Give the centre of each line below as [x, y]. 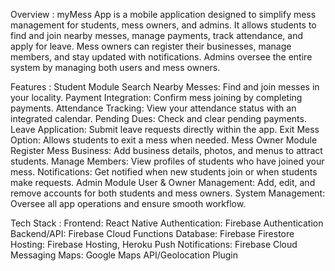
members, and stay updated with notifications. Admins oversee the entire [161, 57]
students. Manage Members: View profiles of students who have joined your [167, 161]
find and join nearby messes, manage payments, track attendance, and [157, 35]
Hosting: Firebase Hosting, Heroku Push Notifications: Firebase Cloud [154, 244]
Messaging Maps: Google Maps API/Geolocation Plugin [124, 255]
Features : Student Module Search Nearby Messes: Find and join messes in [165, 87]
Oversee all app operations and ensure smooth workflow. [128, 203]
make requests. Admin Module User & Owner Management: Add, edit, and [163, 182]
